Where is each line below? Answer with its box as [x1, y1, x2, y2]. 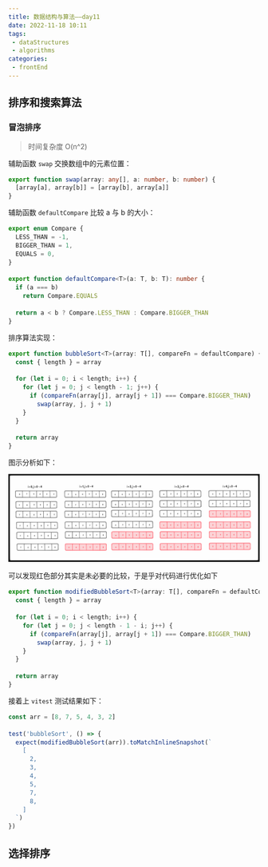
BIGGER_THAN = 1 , [15, 241, 73, 249]
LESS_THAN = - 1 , [15, 233, 69, 241]
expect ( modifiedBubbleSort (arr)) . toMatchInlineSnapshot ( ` [15, 738, 213, 746]
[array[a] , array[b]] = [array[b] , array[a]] [15, 184, 170, 192]
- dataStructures [11, 38, 69, 46]
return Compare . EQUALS [22, 292, 98, 300]
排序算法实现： [8, 332, 57, 342]
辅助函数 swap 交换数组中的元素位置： [8, 158, 132, 168]
